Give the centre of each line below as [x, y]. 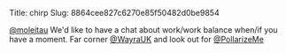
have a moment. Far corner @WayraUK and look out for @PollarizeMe [136, 39]
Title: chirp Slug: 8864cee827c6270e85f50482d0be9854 [114, 13]
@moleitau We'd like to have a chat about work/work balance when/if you [143, 30]
